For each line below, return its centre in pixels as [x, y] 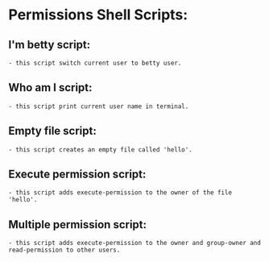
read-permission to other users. [64, 250]
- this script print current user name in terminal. [99, 106]
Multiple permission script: [78, 225]
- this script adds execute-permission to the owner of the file [120, 193]
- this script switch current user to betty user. [95, 63]
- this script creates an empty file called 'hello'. [101, 150]
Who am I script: [50, 87]
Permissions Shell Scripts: [98, 15]
